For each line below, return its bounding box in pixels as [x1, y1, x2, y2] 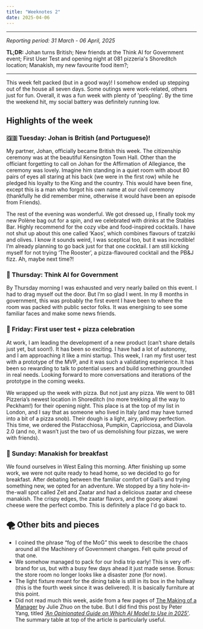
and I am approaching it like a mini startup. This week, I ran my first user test [6, 351, 196, 359]
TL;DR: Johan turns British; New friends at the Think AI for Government [6, 48, 184, 56]
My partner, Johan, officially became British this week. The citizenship [6, 148, 181, 155]
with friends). [6, 434, 40, 442]
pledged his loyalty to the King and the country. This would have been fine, [6, 180, 193, 187]
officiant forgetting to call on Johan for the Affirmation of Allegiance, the [6, 160, 186, 168]
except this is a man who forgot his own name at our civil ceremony [6, 186, 175, 194]
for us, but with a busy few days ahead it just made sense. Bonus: [31, 564, 195, 572]
